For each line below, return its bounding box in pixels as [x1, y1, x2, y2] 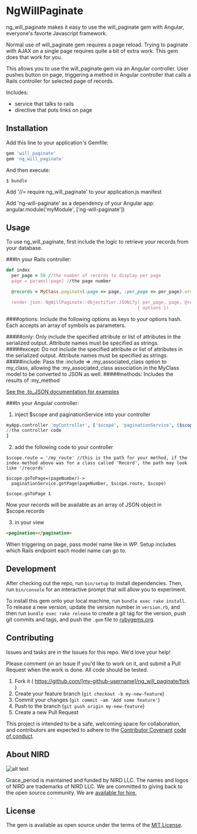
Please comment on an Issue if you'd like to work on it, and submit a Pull [6, 660, 181, 667]
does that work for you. [6, 53, 63, 60]
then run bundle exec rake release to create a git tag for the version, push [6, 609, 186, 617]
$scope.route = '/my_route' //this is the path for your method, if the [6, 455, 188, 461]
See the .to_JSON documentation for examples [6, 388, 120, 395]
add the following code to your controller [14, 444, 113, 451]
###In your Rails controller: [6, 256, 72, 263]
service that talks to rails [14, 100, 74, 107]
